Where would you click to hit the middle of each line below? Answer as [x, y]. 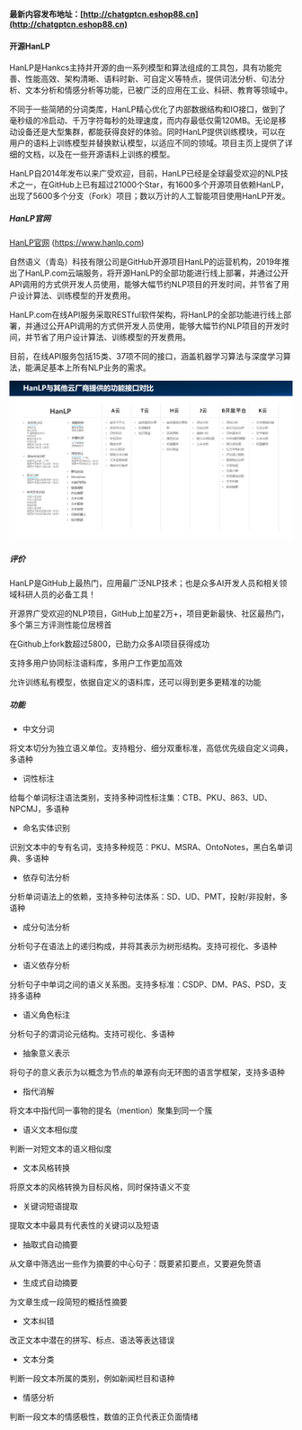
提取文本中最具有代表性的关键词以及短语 [84, 1226]
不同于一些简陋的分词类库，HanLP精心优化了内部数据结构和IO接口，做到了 [147, 109]
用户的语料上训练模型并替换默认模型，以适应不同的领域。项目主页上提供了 [147, 143]
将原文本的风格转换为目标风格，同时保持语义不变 [100, 1187]
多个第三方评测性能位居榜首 [61, 625]
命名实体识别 [46, 828]
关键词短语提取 [50, 1207]
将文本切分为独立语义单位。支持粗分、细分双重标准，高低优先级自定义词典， [151, 748]
